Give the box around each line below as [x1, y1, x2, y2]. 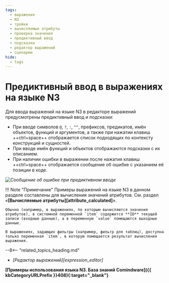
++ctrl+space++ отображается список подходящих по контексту [12, 135, 153, 141]
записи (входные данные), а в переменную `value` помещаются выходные [5, 216, 157, 221]
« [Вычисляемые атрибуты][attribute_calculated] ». [5, 197, 117, 203]
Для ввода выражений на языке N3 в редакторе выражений [5, 109, 136, 115]
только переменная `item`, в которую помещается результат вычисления [5, 234, 157, 239]
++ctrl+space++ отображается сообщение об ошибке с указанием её [12, 162, 164, 168]
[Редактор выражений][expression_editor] [12, 257, 104, 263]
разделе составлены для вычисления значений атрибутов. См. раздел [5, 192, 159, 198]
